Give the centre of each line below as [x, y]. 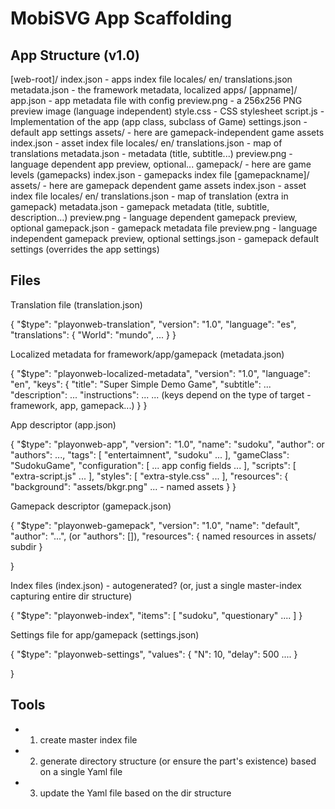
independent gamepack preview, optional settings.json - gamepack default [165, 238]
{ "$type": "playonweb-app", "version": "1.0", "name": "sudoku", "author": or [167, 444]
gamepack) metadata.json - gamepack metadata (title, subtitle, [140, 206]
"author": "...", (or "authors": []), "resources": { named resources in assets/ [163, 536]
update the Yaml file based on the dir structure [135, 793]
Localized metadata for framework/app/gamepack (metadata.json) [147, 354]
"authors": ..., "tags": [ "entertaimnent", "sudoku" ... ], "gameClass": [150, 454]
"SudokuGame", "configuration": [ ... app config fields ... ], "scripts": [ [153, 465]
